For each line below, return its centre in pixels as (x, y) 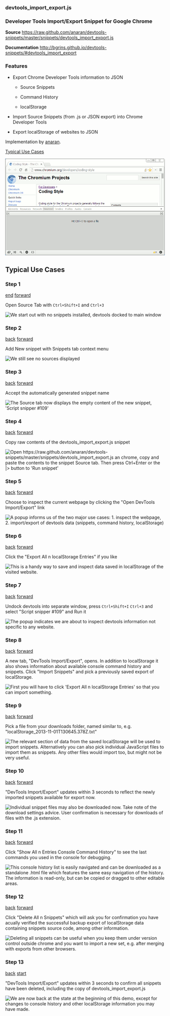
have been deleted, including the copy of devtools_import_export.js (75, 988)
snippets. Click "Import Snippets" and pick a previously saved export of (80, 672)
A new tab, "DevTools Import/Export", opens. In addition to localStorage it (82, 661)
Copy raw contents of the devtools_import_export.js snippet (68, 442)
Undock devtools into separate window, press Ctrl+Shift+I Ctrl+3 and (79, 606)
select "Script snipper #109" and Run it (46, 612)
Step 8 (13, 640)
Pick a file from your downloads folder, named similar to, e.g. (69, 726)
